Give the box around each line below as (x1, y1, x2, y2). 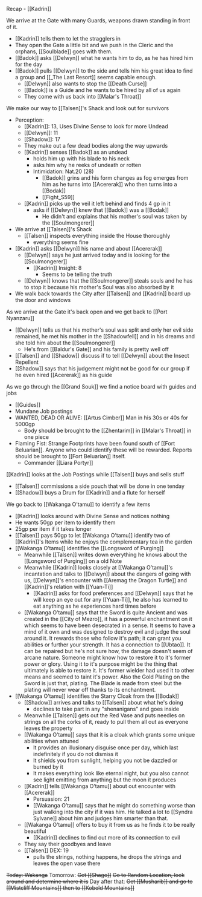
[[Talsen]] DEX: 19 (24, 847, 69, 854)
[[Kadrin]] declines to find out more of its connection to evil (33, 834, 180, 841)
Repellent (14, 358, 39, 366)
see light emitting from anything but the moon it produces (33, 776, 177, 783)
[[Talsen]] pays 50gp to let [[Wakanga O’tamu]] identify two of (14, 532, 171, 539)
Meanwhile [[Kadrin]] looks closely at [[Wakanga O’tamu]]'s (24, 564, 173, 571)
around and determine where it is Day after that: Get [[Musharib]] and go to (6, 878, 193, 885)
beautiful (24, 827, 46, 835)
